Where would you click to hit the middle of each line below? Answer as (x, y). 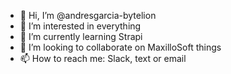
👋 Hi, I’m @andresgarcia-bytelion (88, 15)
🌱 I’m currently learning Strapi (81, 36)
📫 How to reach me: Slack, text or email (103, 58)
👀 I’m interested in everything (80, 26)
